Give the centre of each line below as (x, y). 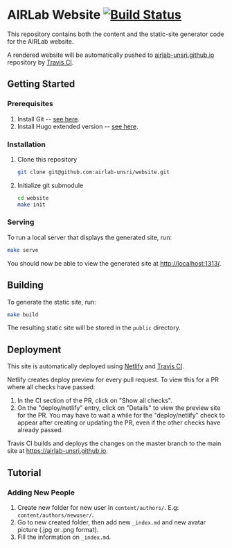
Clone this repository (47, 159)
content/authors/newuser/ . (55, 515)
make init (32, 205)
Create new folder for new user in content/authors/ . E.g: (98, 507)
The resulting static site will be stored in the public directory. (94, 328)
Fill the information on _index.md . (64, 537)
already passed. (40, 430)
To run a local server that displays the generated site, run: (89, 237)
